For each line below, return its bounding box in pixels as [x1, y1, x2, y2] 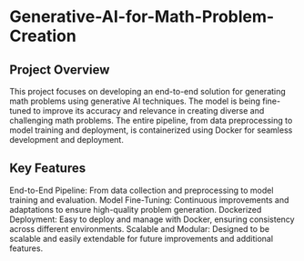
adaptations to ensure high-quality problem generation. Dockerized [9, 204, 262, 215]
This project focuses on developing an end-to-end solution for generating [9, 86, 287, 96]
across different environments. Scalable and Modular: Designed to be [9, 223, 270, 234]
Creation [9, 25, 77, 46]
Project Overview [9, 62, 110, 77]
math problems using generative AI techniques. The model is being [9, 95, 261, 106]
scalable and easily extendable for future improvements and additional [9, 233, 274, 244]
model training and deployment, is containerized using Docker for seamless [9, 125, 293, 136]
